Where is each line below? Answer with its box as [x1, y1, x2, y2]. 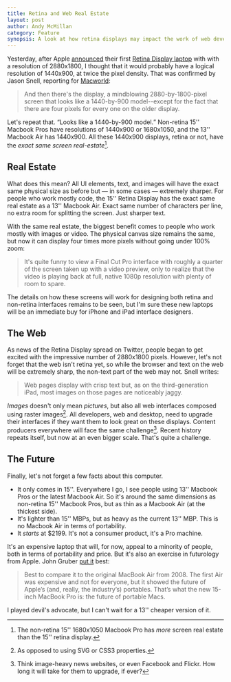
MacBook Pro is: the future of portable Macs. [37, 592, 166, 601]
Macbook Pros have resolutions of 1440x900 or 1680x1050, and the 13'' [7, 126, 211, 134]
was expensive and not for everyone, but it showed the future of [23, 577, 206, 586]
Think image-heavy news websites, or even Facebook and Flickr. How [16, 659, 216, 668]
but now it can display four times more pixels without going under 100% [7, 237, 211, 245]
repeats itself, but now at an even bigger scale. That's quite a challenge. [7, 433, 211, 441]
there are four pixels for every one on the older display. [23, 105, 180, 113]
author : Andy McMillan [7, 23, 72, 30]
